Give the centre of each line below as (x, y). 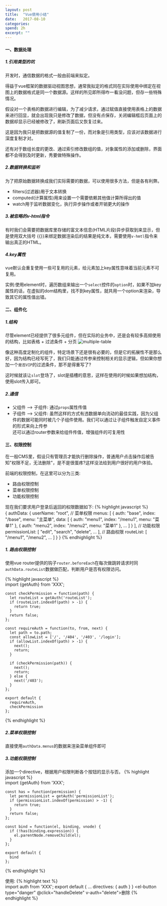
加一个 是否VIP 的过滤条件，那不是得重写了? (48, 365)
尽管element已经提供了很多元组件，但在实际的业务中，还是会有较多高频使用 (83, 335)
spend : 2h (15, 28)
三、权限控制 (18, 444)
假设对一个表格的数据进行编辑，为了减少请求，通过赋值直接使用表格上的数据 (83, 109)
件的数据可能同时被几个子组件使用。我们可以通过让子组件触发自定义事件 (86, 420)
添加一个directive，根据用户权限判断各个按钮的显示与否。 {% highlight (77, 772)
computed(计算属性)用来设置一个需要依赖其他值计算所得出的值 (77, 198)
